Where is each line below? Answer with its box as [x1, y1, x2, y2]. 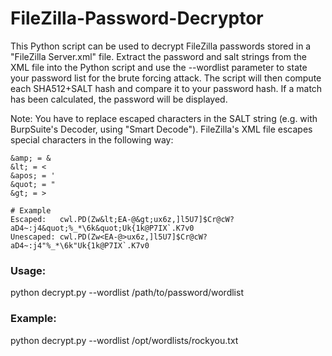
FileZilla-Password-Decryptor [10, 7, 264, 30]
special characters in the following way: [10, 133, 174, 146]
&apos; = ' [10, 170, 56, 181]
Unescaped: [10, 232, 56, 242]
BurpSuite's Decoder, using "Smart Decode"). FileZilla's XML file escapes [10, 123, 313, 135]
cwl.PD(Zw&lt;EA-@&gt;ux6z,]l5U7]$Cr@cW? [59, 214, 235, 224]
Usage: [10, 263, 47, 277]
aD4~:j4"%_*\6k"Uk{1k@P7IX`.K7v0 [10, 240, 150, 251]
